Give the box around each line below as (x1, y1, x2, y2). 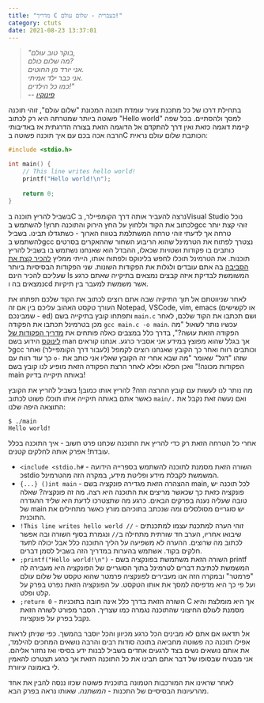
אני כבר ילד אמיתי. (27, 73, 83, 83)
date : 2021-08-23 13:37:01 (8, 26, 97, 34)
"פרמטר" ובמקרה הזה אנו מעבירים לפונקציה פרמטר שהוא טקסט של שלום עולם (19, 571, 255, 580)
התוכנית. (19, 512, 46, 522)
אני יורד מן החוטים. (27, 65, 85, 74)
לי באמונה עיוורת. (8, 662, 60, 671)
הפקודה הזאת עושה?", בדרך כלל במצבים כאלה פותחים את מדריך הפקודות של (8, 328, 239, 337)
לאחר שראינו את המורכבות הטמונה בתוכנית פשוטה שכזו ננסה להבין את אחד (8, 678, 235, 687)
